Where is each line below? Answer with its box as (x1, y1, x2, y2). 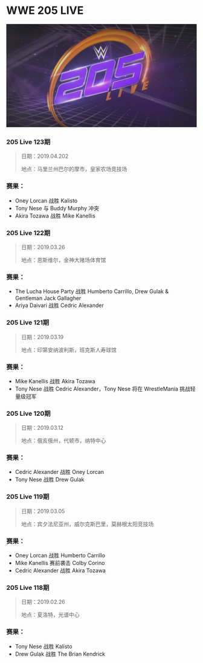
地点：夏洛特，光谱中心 (21, 611, 80, 618)
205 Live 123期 (6, 138, 51, 146)
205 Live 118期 (6, 583, 50, 592)
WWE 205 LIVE (6, 4, 84, 18)
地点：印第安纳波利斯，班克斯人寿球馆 (21, 346, 117, 354)
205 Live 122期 (6, 228, 51, 237)
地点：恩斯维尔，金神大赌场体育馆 (21, 256, 106, 264)
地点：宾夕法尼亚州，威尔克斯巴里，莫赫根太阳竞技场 (21, 520, 154, 528)
